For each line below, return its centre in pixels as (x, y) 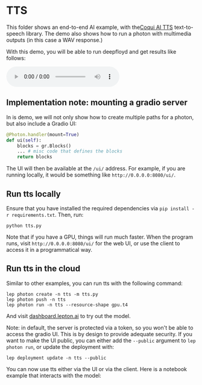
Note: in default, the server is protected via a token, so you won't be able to (100, 327)
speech (16, 33)
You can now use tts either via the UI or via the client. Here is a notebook (97, 369)
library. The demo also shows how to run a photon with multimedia (109, 33)
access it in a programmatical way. (49, 249)
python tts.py (24, 226)
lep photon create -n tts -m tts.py (52, 294)
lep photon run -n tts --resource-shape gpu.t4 (67, 305)
